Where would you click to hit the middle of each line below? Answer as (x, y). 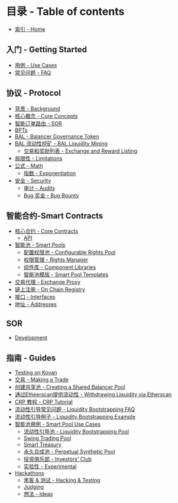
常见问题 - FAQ (33, 72)
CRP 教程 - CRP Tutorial (43, 402)
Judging (34, 487)
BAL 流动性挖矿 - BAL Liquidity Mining (61, 143)
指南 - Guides (31, 358)
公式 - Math (29, 166)
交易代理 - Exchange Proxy (48, 282)
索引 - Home (30, 29)
